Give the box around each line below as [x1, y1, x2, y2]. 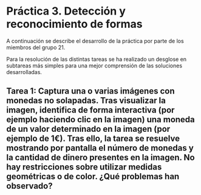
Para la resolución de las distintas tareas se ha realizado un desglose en [6, 55, 187, 63]
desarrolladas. [6, 68, 43, 75]
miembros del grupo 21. [6, 44, 66, 51]
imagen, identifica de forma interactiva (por [6, 105, 175, 115]
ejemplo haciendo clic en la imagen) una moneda [6, 114, 196, 125]
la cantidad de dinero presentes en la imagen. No [6, 152, 196, 163]
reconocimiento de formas [6, 17, 143, 31]
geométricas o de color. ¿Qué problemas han [6, 171, 180, 182]
